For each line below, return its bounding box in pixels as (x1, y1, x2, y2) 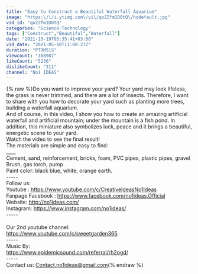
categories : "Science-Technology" (6, 25, 92, 31)
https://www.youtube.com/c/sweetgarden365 (6, 230, 118, 237)
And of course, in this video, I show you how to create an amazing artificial (6, 111, 188, 118)
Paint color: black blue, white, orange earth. (6, 167, 112, 175)
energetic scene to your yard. (6, 130, 78, 137)
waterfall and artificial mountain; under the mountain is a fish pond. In (6, 117, 176, 124)
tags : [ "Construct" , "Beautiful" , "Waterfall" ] (6, 31, 120, 37)
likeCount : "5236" (6, 58, 51, 64)
